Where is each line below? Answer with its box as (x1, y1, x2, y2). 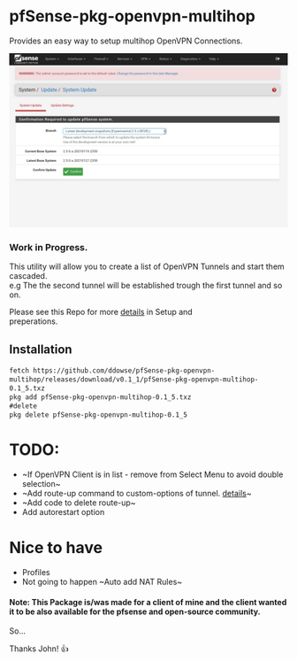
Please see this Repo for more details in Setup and (9, 307, 193, 318)
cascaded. (9, 271, 48, 281)
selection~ (21, 478, 61, 488)
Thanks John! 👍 (9, 643, 69, 654)
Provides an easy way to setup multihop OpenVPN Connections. (9, 35, 243, 46)
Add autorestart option (21, 506, 105, 517)
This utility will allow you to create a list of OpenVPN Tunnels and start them (9, 261, 285, 272)
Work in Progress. (9, 241, 88, 253)
